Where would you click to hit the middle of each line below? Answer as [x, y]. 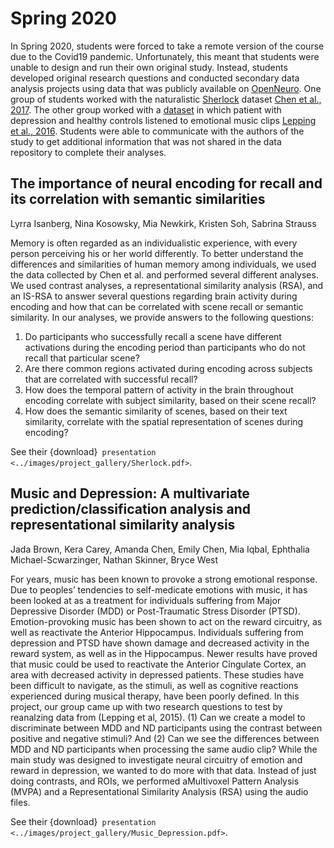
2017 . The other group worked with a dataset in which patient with [146, 109]
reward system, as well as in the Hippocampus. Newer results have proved [164, 653]
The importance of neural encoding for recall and [166, 183]
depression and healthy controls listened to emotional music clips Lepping [163, 120]
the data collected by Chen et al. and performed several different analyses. [164, 274]
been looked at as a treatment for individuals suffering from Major [146, 600]
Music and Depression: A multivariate [130, 493]
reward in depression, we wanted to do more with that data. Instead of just [163, 770]
